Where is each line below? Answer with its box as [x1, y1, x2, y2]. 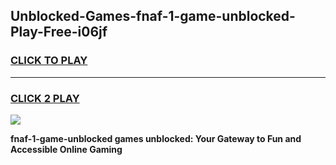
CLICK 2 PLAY [10, 91, 80, 105]
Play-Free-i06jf [10, 24, 108, 41]
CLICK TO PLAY [10, 54, 88, 68]
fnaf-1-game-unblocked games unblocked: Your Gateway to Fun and [10, 132, 302, 144]
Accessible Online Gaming [10, 143, 123, 155]
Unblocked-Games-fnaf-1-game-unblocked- [10, 8, 296, 25]
